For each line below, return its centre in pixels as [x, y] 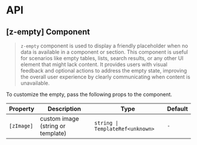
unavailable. [35, 83]
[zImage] [21, 126]
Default [177, 109]
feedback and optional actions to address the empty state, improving [104, 70]
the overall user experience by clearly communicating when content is [105, 77]
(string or [53, 126]
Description [64, 109]
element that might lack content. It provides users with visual [94, 64]
